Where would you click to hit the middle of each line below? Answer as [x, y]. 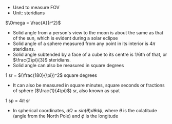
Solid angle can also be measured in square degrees [68, 65]
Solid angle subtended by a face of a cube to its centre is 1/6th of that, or [90, 54]
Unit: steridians [29, 13]
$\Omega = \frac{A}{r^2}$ [33, 23]
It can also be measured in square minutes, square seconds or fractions [89, 85]
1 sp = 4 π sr [18, 100]
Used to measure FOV [36, 7]
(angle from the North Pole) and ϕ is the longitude [65, 116]
